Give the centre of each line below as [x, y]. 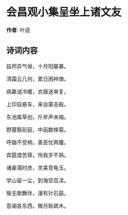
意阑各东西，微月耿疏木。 [38, 205]
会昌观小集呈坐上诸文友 [64, 12]
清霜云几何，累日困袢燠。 [38, 79]
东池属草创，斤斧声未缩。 [38, 116]
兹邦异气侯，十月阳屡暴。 [38, 66]
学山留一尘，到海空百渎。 [38, 180]
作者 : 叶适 [18, 30]
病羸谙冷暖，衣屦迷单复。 [38, 91]
